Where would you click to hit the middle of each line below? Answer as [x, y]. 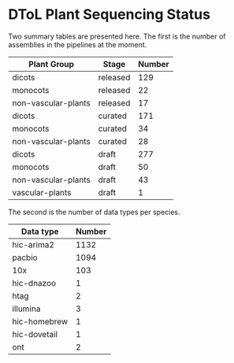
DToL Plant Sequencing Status [110, 15]
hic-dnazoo [34, 283]
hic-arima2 [33, 244]
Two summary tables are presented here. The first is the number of [117, 36]
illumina [26, 309]
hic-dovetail [35, 334]
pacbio [25, 257]
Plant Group [52, 64]
